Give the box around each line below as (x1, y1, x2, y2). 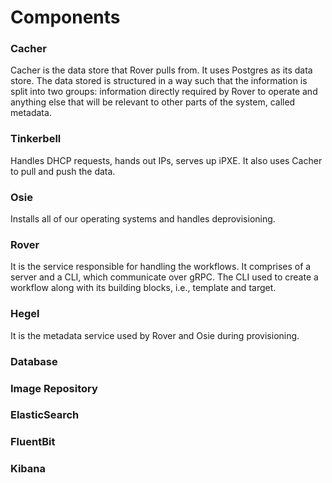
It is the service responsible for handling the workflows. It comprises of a (10, 261, 312, 273)
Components (10, 6, 121, 29)
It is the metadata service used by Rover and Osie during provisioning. (10, 329, 300, 341)
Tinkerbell (10, 132, 62, 146)
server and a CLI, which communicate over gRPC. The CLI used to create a (10, 271, 319, 283)
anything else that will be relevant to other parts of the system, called (10, 96, 296, 108)
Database (10, 354, 58, 368)
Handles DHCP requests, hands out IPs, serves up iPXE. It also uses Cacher (10, 154, 323, 166)
